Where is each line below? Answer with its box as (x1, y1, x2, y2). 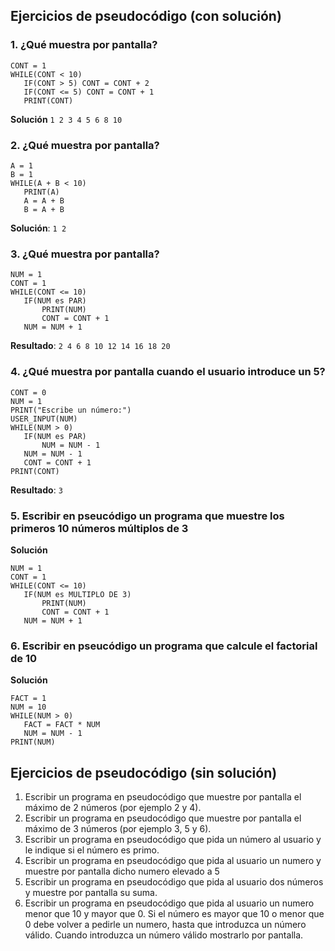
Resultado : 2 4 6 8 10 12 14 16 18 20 (10, 340, 171, 352)
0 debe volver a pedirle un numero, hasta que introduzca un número (24, 918, 307, 930)
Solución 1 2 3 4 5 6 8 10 (10, 113, 123, 125)
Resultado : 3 (10, 484, 63, 496)
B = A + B (23, 204, 65, 214)
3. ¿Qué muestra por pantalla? (10, 247, 160, 261)
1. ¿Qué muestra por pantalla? (10, 38, 158, 52)
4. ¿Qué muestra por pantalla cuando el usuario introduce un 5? (10, 365, 326, 379)
